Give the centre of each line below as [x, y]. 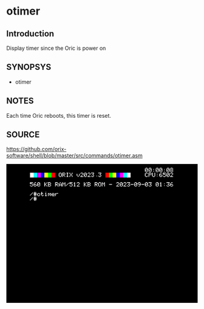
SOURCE [23, 135]
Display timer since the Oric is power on [56, 48]
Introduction [30, 34]
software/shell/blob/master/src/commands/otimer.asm [74, 155]
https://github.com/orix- [36, 149]
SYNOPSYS [29, 67]
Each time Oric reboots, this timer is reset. [59, 115]
